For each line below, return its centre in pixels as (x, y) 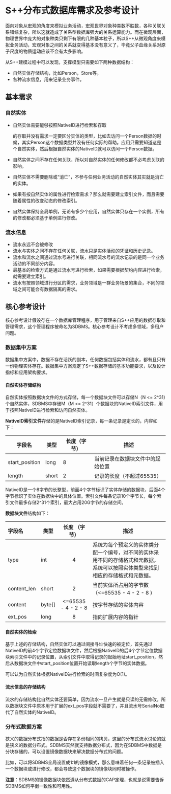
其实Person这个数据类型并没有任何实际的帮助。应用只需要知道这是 (92, 142)
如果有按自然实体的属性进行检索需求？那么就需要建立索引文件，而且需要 (88, 194)
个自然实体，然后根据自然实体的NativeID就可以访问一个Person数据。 (85, 148)
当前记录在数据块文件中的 (125, 459)
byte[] (48, 605)
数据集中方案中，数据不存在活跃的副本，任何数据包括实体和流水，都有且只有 (85, 360)
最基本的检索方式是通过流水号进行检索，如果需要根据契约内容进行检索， (88, 270)
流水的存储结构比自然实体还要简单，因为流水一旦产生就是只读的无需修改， (83, 699)
